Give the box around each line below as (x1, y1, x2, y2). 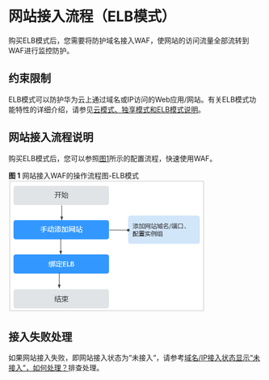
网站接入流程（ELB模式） (8, 7, 176, 26)
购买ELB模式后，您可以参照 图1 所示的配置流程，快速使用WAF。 (8, 153, 217, 163)
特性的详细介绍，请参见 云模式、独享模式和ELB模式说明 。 (15, 104, 206, 114)
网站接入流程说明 (8, 131, 94, 144)
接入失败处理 (8, 330, 73, 344)
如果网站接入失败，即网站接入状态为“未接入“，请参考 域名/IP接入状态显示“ (8, 353, 254, 363)
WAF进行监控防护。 (8, 45, 74, 55)
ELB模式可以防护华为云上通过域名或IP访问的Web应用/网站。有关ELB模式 (8, 94, 250, 104)
